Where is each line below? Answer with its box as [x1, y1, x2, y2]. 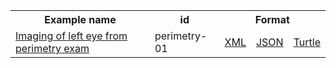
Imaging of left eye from [15, 29, 128, 43]
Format [254, 13, 290, 26]
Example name [44, 13, 117, 26]
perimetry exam [15, 42, 90, 55]
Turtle [293, 35, 321, 49]
